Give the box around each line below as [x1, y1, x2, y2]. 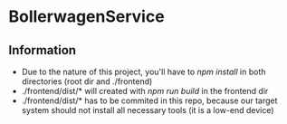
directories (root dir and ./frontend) [21, 76, 153, 87]
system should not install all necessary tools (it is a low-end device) [21, 105, 274, 115]
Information [8, 43, 77, 58]
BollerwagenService [8, 6, 165, 27]
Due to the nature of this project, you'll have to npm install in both [21, 66, 266, 77]
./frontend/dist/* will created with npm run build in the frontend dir [21, 86, 269, 96]
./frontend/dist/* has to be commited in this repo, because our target [21, 95, 278, 106]
